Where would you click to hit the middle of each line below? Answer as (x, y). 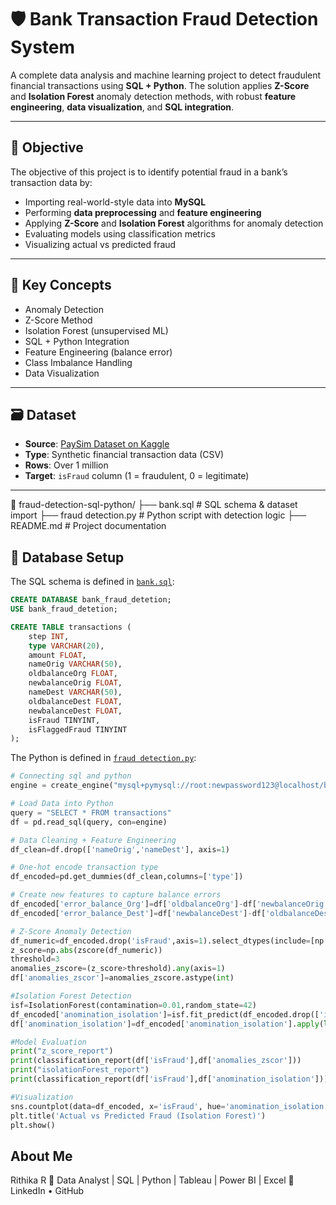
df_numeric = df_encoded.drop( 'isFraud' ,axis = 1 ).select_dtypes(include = (160, 941)
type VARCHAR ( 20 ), (66, 646)
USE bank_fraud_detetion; (64, 609)
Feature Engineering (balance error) (98, 352)
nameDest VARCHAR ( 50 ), (75, 692)
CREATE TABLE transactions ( (71, 627)
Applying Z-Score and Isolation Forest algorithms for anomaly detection (174, 223)
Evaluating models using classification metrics (120, 233)
